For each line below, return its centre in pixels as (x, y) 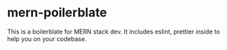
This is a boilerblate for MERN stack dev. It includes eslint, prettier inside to (114, 32)
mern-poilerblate (57, 13)
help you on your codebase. (47, 38)
